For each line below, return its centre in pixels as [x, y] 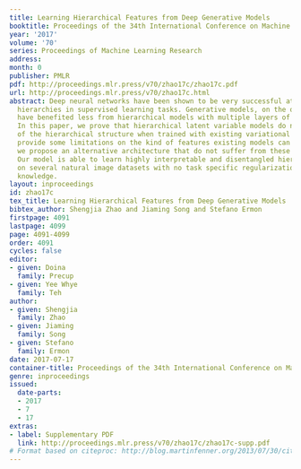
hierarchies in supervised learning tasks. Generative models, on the [152, 109]
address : [26, 59]
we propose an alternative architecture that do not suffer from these [154, 151]
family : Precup [46, 276]
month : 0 [26, 68]
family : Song [42, 334]
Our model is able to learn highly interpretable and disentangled [146, 159]
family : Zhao [42, 318]
